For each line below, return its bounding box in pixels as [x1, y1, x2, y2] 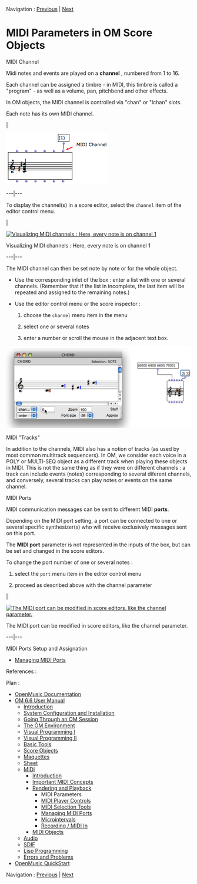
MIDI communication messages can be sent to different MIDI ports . [6, 506, 169, 513]
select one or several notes [23, 323, 89, 330]
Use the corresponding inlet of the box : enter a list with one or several [14, 276, 186, 283]
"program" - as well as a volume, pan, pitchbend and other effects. [6, 87, 168, 94]
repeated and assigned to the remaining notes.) [14, 289, 130, 296]
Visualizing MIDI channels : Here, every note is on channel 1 [6, 242, 151, 249]
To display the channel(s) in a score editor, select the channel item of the [6, 201, 182, 209]
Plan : [6, 680, 20, 687]
